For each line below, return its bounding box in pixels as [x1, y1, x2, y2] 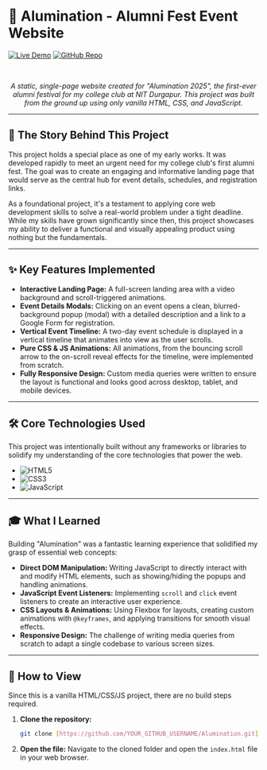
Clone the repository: [19, 714, 92, 724]
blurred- [213, 301, 241, 311]
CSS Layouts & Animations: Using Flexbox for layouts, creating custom [19, 606, 254, 615]
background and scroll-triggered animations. [19, 292, 167, 302]
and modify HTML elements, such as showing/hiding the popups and [19, 571, 246, 581]
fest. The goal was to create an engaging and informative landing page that [8, 166, 255, 176]
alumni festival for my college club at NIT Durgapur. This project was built [12, 89, 255, 99]
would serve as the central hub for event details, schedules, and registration [8, 175, 257, 184]
